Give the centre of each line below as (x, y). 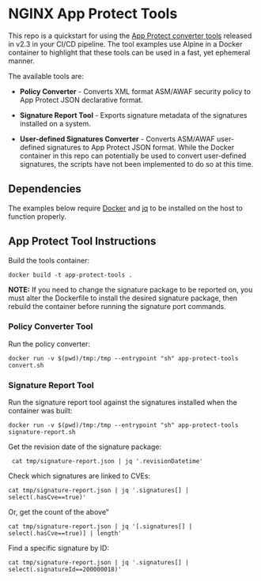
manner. (22, 61)
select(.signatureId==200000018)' (65, 570)
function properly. (38, 216)
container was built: (40, 411)
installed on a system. (55, 123)
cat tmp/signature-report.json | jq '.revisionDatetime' (107, 462)
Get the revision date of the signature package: (85, 447)
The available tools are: (46, 76)
